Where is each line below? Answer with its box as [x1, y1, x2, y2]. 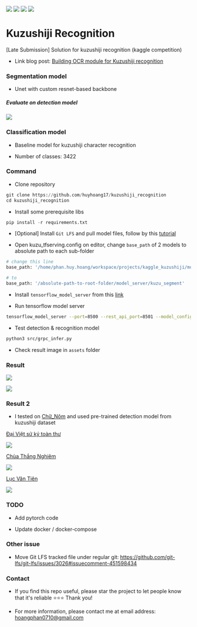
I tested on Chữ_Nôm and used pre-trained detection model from [14, 413, 172, 420]
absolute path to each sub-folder [14, 248, 94, 255]
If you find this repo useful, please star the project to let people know [14, 588, 182, 595]
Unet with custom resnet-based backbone [14, 86, 117, 93]
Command [6, 167, 36, 175]
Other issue [6, 540, 40, 548]
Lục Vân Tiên [6, 475, 38, 482]
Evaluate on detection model [6, 99, 78, 106]
